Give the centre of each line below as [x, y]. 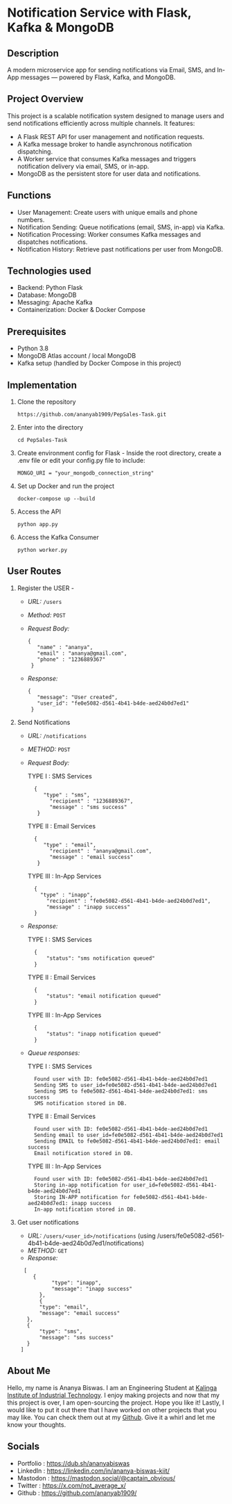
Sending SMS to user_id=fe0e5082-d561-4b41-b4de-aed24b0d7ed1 [125, 1085]
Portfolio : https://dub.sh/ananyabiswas [73, 1463]
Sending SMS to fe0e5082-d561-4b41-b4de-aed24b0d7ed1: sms [121, 1091]
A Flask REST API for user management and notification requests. [111, 136]
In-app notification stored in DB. [85, 1209]
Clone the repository [46, 402]
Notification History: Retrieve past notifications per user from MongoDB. [120, 249]
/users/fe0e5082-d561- [191, 1236]
